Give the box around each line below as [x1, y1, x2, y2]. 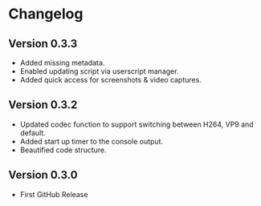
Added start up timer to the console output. [19, 136, 163, 146]
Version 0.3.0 [8, 168, 78, 182]
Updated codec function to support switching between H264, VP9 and [19, 119, 255, 129]
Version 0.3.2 [8, 98, 78, 112]
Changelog [8, 5, 84, 23]
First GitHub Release [19, 189, 88, 199]
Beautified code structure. [19, 145, 107, 155]
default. [19, 127, 46, 137]
